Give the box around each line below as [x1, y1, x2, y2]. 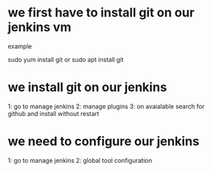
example [8, 42, 32, 50]
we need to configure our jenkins [8, 134, 200, 149]
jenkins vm [8, 19, 71, 35]
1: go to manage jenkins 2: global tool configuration [8, 156, 153, 164]
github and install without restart [8, 109, 99, 117]
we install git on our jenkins [8, 80, 167, 95]
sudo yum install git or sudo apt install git [8, 55, 124, 63]
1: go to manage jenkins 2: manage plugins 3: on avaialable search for [8, 102, 205, 111]
